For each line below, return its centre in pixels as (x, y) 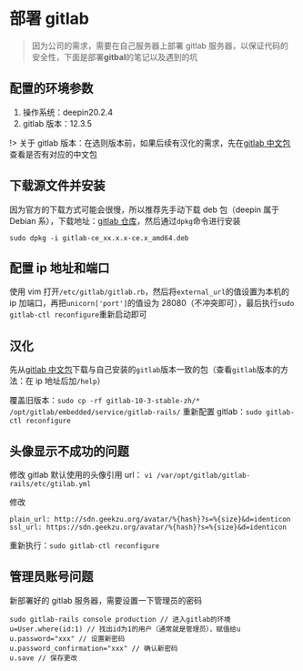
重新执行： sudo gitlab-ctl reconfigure (85, 545)
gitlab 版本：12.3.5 (57, 123)
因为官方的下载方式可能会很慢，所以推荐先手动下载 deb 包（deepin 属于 (145, 209)
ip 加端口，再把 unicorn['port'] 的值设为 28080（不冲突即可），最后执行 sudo (152, 303)
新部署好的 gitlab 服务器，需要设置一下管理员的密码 (106, 600)
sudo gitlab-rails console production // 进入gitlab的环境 (120, 619)
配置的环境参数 (51, 89)
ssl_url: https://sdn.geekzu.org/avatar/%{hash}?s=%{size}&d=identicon (148, 527)
